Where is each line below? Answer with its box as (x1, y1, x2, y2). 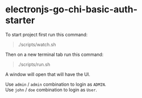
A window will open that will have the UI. (5, 71, 90, 77)
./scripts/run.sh (17, 61, 51, 67)
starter (5, 14, 35, 26)
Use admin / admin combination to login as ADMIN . (5, 81, 106, 87)
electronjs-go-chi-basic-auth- (5, 4, 138, 15)
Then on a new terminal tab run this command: (5, 51, 104, 57)
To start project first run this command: (5, 31, 88, 37)
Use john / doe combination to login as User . (5, 86, 97, 93)
